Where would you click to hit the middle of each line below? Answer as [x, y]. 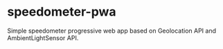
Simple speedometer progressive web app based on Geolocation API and [112, 31]
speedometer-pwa [62, 12]
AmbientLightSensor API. [43, 37]
